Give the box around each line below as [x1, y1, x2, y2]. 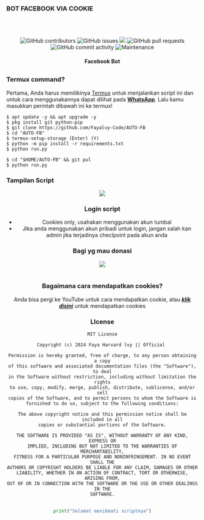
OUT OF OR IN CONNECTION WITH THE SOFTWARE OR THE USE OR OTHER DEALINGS [7, 480, 198, 487]
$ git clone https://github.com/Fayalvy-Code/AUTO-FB [6, 124, 146, 130]
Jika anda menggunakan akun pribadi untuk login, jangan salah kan [22, 225, 192, 232]
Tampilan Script [6, 176, 54, 184]
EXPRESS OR [88, 438, 116, 444]
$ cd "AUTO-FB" [6, 130, 45, 136]
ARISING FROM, [84, 475, 121, 482]
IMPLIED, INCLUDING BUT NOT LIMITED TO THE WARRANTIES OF [27, 443, 178, 449]
